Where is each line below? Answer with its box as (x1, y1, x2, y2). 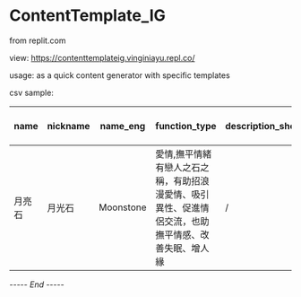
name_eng (99, 119, 146, 132)
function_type (155, 119, 217, 132)
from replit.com (9, 35, 66, 46)
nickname (47, 119, 90, 132)
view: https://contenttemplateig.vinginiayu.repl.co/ (9, 52, 195, 63)
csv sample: (9, 87, 54, 98)
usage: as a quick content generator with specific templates (9, 69, 230, 81)
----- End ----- (9, 279, 64, 290)
